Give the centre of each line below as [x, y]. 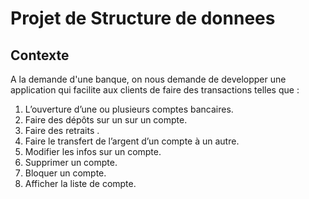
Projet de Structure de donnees [143, 18]
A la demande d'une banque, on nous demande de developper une [148, 79]
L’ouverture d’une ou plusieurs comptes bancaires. [129, 109]
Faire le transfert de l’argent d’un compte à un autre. [132, 141]
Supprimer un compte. [71, 162]
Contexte [40, 55]
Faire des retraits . [62, 130]
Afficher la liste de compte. [80, 183]
